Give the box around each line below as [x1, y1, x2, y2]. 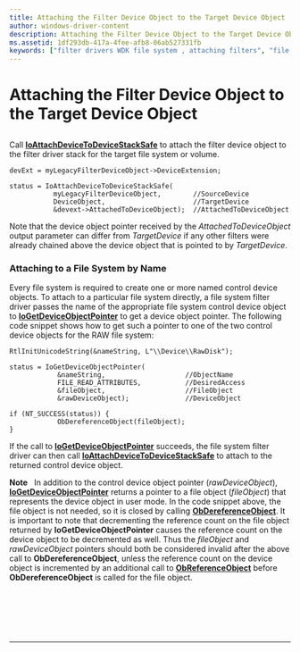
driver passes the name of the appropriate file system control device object [9, 301, 287, 312]
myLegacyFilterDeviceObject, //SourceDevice [53, 189, 250, 198]
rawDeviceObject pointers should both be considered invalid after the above [9, 544, 290, 554]
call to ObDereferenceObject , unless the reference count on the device [9, 553, 273, 564]
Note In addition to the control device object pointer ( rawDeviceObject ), [9, 477, 279, 488]
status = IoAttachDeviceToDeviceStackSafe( [9, 181, 174, 190]
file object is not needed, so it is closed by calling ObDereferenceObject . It [9, 506, 286, 516]
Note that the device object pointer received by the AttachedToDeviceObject [9, 221, 291, 231]
